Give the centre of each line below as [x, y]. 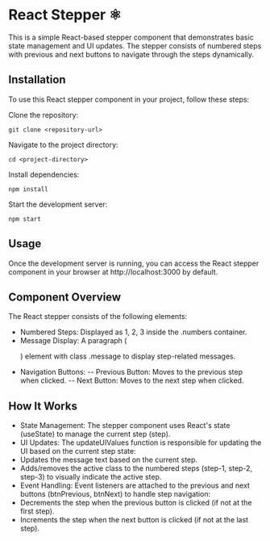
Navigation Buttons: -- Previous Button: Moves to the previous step [131, 372]
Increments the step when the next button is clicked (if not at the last [134, 520]
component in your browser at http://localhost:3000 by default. [113, 271]
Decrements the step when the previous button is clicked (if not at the [136, 503]
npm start [25, 219]
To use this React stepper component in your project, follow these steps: [129, 99]
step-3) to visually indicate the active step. [91, 477]
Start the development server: [58, 204]
